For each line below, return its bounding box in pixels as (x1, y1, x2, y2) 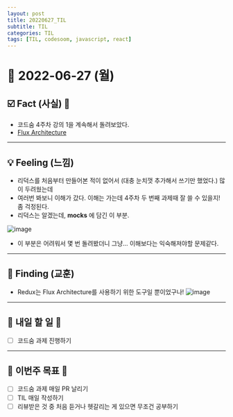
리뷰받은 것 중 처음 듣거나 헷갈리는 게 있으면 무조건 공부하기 (17, 402, 179, 410)
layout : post (7, 10, 45, 17)
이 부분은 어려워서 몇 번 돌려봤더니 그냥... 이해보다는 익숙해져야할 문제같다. (17, 239, 219, 247)
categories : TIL (7, 29, 54, 37)
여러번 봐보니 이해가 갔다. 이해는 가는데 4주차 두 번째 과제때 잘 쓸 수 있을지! (17, 194, 221, 202)
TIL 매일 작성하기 (17, 393, 64, 402)
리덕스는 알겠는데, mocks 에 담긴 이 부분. (17, 211, 130, 219)
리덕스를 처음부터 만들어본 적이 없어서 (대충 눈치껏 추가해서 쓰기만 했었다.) (17, 176, 218, 185)
